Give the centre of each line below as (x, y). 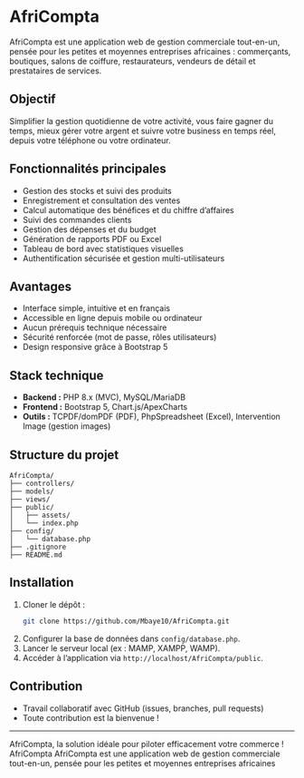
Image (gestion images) (66, 426)
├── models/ (32, 491)
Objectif (33, 99)
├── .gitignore (38, 547)
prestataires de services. (56, 71)
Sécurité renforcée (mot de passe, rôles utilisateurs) (119, 337)
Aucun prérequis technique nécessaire (95, 327)
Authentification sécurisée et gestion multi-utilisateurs (123, 258)
